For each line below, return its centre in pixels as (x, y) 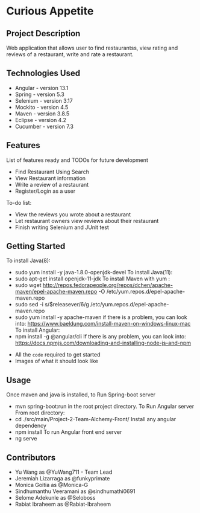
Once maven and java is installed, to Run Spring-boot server (81, 395)
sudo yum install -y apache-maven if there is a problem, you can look (101, 317)
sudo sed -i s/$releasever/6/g (52, 305)
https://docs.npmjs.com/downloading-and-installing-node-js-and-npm (103, 343)
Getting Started (36, 246)
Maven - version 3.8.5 (42, 114)
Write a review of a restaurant (52, 184)
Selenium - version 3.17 (44, 100)
